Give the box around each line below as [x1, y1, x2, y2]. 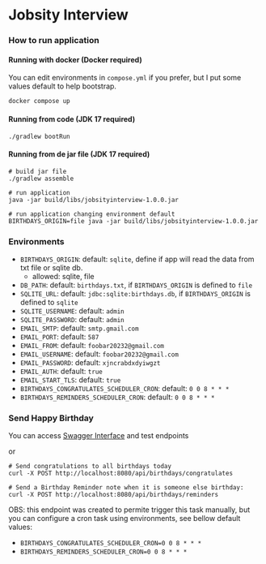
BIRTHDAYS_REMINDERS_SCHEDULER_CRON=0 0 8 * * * [19, 548, 188, 557]
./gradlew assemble [8, 174, 74, 183]
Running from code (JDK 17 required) [8, 114, 136, 123]
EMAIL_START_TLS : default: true [19, 375, 121, 385]
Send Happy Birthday [8, 412, 95, 424]
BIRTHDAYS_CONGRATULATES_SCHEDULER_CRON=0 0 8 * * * [19, 540, 202, 548]
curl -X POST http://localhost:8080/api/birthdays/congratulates [8, 469, 233, 478]
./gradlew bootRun [8, 132, 70, 140]
